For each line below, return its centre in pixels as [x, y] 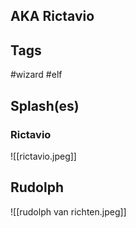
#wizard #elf [36, 75]
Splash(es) [45, 105]
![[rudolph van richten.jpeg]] [68, 211]
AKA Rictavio [52, 16]
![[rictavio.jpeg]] [43, 156]
